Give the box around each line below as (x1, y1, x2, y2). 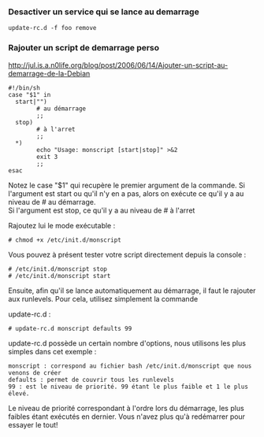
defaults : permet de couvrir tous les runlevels (8, 376, 175, 383)
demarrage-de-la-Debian (8, 69, 91, 78)
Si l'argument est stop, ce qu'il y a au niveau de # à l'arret (8, 206, 195, 215)
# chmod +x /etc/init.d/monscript (8, 235, 122, 244)
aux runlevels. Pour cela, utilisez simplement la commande (8, 294, 199, 303)
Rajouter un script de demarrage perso (8, 43, 160, 54)
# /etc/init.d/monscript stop (8, 265, 108, 273)
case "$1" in (8, 91, 51, 98)
